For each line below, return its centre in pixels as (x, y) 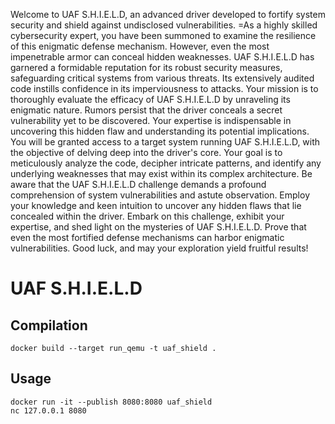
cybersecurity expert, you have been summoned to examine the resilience (163, 35)
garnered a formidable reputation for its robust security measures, (146, 67)
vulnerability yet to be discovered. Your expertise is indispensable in (151, 120)
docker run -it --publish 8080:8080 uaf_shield (111, 402)
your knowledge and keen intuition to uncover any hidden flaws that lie (156, 205)
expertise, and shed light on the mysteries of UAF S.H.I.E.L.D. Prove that (158, 227)
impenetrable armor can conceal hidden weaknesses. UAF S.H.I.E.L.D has (162, 57)
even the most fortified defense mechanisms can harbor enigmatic (147, 237)
